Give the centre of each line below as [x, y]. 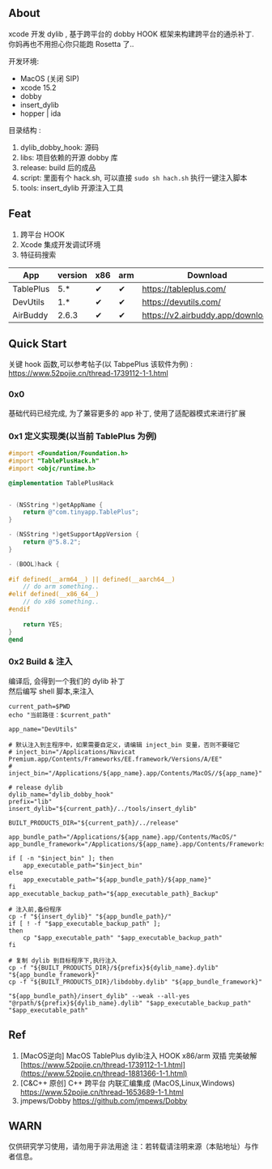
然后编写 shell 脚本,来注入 [51, 691]
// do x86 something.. [61, 602]
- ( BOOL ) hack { [34, 564]
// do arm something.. [61, 587]
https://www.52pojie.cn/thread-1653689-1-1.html [102, 1092]
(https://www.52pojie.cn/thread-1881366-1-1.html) [104, 1073]
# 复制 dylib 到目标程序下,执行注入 [63, 960]
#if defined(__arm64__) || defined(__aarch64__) [92, 579]
